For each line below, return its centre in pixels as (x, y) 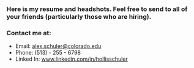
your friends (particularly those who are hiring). (79, 16)
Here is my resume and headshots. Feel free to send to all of (97, 9)
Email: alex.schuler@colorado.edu (58, 46)
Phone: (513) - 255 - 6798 (48, 53)
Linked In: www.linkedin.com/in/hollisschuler (72, 59)
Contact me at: (29, 33)
